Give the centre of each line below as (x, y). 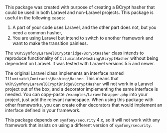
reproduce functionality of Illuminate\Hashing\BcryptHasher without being (82, 58)
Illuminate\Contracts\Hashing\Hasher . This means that (62, 78)
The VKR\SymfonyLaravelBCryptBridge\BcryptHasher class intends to (75, 53)
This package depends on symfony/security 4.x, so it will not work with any (83, 120)
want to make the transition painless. (50, 43)
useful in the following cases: (35, 18)
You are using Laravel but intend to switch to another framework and (83, 38)
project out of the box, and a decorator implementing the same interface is (82, 89)
